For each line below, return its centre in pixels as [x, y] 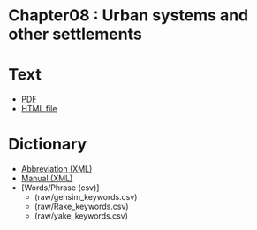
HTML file [39, 109]
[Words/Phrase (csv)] [60, 188]
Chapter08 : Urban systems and [128, 15]
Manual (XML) [47, 179]
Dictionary [48, 145]
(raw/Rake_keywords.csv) [81, 207]
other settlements [75, 34]
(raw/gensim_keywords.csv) [86, 197]
